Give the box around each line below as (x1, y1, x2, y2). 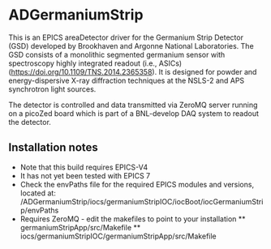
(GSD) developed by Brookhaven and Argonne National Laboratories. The (8, 41, 254, 50)
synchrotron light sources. (8, 84, 97, 94)
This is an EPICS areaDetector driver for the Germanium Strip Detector (8, 32, 243, 42)
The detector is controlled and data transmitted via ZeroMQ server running (8, 100, 258, 109)
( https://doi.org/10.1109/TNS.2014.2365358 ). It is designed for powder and (8, 67, 257, 76)
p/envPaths (19, 205, 59, 215)
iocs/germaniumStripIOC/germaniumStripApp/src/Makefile (19, 231, 217, 241)
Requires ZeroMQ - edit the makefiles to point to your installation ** (19, 213, 246, 224)
